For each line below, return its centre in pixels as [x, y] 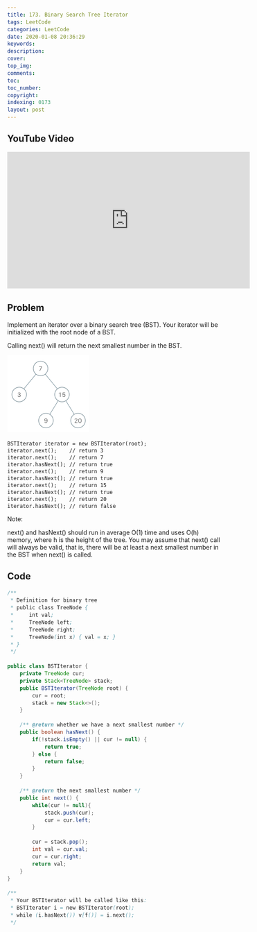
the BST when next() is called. [50, 554]
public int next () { [49, 798]
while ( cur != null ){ [62, 805]
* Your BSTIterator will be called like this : [79, 901]
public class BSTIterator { [48, 666]
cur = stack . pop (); [60, 842]
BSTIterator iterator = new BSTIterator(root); [77, 443]
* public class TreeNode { [49, 608]
